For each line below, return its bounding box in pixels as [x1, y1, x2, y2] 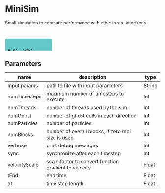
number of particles [46, 120, 92, 127]
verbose [7, 142, 27, 149]
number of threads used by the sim [46, 104, 127, 111]
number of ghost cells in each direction [46, 112, 137, 119]
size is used [46, 134, 74, 141]
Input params [7, 82, 38, 89]
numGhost [7, 112, 32, 119]
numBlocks [7, 131, 33, 138]
